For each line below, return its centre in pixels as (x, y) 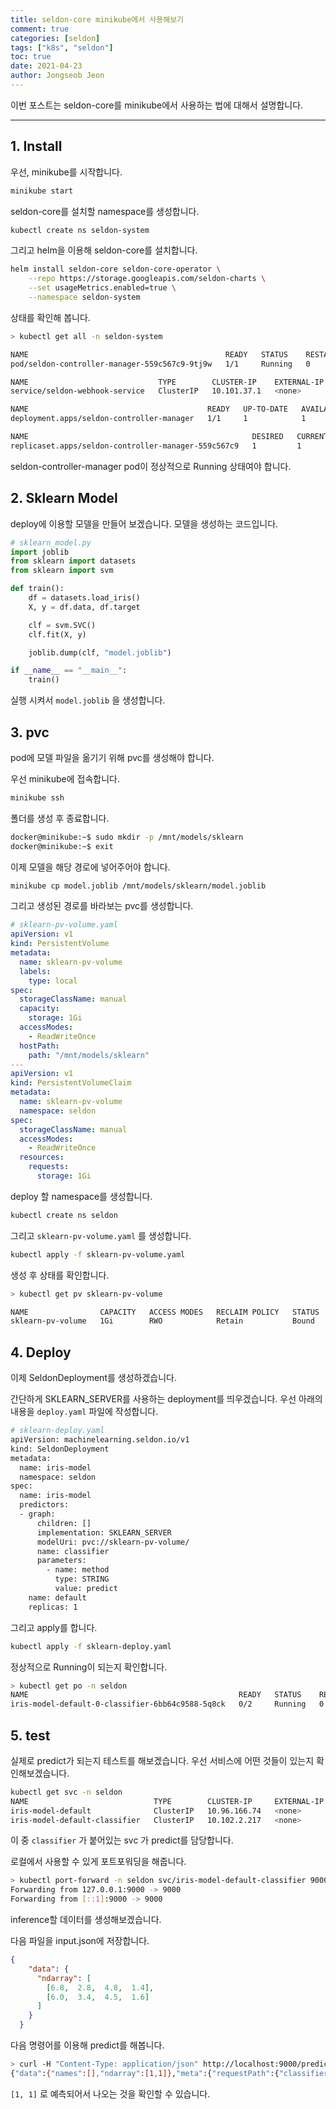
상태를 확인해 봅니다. (50, 317)
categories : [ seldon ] (55, 38)
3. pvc (30, 732)
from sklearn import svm (62, 571)
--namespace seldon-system (84, 297)
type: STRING (82, 1579)
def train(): (37, 589)
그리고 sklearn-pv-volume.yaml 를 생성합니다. (101, 1235)
